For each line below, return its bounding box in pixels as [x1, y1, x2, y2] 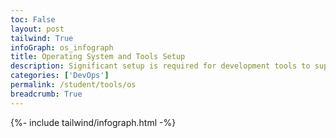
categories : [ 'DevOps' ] [10, 71, 110, 81]
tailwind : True [10, 33, 74, 43]
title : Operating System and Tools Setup [10, 52, 186, 62]
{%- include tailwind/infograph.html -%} [10, 116, 177, 128]
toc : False [10, 14, 56, 25]
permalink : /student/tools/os [10, 80, 137, 90]
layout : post [10, 24, 65, 34]
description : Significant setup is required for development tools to [10, 61, 311, 71]
